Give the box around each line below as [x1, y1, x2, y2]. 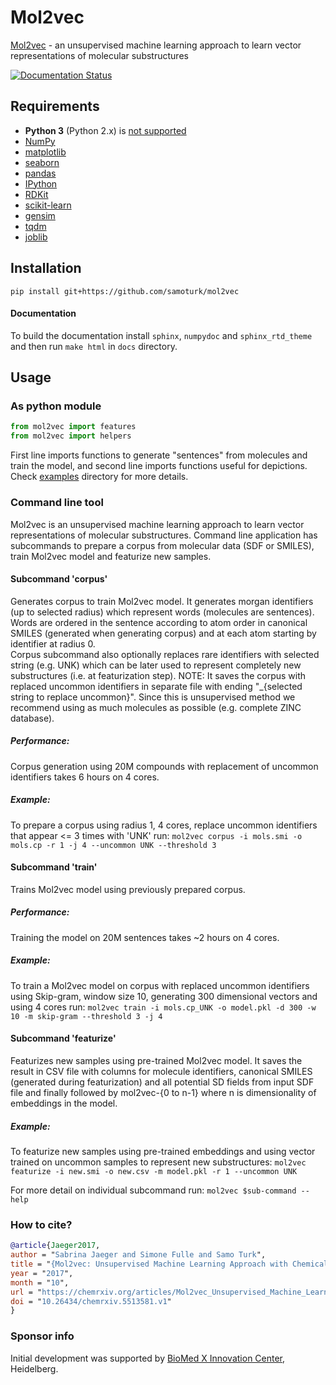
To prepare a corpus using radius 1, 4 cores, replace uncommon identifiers [10, 819, 318, 831]
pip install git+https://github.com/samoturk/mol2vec [10, 286, 240, 296]
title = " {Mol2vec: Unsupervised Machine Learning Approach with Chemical [10, 1259, 329, 1269]
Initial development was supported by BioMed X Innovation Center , [10, 1352, 286, 1364]
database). [10, 712, 55, 724]
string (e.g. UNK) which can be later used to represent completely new [10, 659, 302, 671]
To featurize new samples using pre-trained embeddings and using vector [10, 1145, 316, 1157]
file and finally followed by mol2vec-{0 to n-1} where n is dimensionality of [10, 1086, 317, 1098]
